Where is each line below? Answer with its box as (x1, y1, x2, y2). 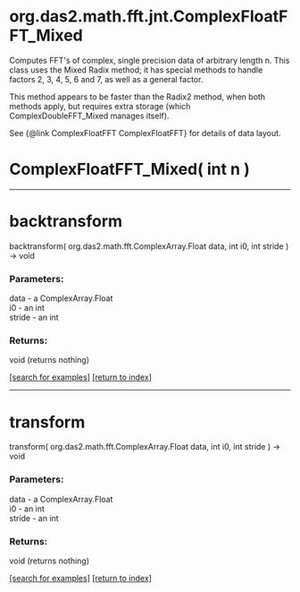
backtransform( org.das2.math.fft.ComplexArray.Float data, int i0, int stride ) (9, 240, 289, 252)
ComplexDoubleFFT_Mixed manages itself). (9, 110, 170, 121)
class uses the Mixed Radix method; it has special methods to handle (9, 64, 263, 75)
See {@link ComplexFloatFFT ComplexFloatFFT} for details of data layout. (9, 127, 281, 138)
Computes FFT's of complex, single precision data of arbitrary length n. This (9, 55, 290, 65)
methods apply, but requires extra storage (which (9, 100, 191, 111)
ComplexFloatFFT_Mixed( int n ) (9, 159, 250, 180)
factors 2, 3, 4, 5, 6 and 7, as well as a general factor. (9, 73, 204, 84)
